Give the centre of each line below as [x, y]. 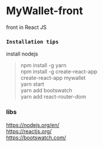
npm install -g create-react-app [59, 71]
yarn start [32, 84]
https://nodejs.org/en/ [33, 125]
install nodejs [22, 54]
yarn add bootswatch [46, 90]
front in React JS [26, 27]
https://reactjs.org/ [29, 131]
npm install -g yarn [43, 66]
